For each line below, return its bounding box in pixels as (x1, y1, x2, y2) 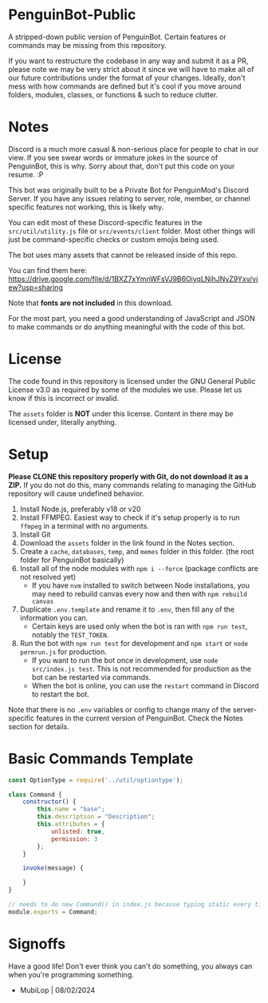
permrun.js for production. (19, 647, 108, 656)
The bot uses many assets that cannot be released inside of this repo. (8, 250, 238, 260)
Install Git (19, 529, 51, 539)
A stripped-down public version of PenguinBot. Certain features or (8, 32, 227, 42)
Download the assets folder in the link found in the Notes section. (19, 537, 235, 548)
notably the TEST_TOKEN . (31, 629, 109, 640)
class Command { (8, 791, 62, 799)
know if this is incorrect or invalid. (8, 393, 120, 402)
